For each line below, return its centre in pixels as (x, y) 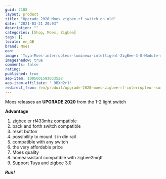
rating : (13, 70)
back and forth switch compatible (46, 126)
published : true (22, 74)
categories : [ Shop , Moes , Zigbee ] (41, 33)
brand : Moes (17, 46)
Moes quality (25, 152)
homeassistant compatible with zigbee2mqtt (57, 157)
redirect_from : (21, 88)
